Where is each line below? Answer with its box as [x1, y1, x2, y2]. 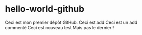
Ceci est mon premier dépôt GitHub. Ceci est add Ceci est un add [5, 19, 138, 25]
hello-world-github [5, 3, 85, 15]
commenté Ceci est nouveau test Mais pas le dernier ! [5, 24, 114, 30]
